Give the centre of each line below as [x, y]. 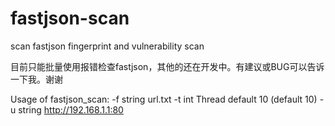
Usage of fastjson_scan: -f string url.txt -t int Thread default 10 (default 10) [164, 99]
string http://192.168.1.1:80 [71, 109]
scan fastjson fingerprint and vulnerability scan [107, 46]
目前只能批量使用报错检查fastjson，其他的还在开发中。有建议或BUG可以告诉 [167, 66]
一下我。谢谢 [36, 79]
